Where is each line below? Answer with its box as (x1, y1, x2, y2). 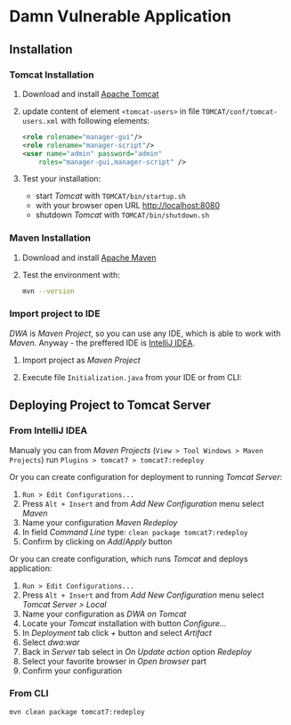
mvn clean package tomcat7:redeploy (9, 707, 145, 716)
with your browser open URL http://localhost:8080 (35, 200, 221, 211)
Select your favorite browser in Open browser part (21, 656, 207, 666)
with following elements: (61, 115, 150, 126)
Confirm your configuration (21, 665, 123, 676)
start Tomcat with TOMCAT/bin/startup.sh (35, 191, 187, 201)
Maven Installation (9, 232, 92, 244)
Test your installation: (21, 174, 101, 184)
